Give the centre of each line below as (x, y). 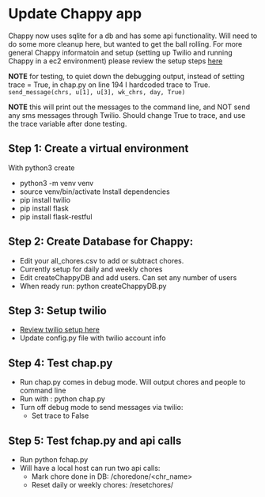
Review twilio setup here (60, 330)
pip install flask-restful (56, 216)
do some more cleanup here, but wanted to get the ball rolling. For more (125, 44)
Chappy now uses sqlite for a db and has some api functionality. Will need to (133, 36)
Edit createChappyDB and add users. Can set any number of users (128, 277)
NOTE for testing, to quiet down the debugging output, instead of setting (127, 76)
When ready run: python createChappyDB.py (93, 286)
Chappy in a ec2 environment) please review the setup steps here (115, 61)
